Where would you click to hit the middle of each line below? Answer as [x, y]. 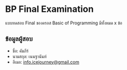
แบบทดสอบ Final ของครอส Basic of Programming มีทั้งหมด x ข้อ [64, 23]
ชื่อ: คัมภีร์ [20, 51]
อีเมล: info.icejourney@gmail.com [46, 62]
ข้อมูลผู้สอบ [19, 39]
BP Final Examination [49, 9]
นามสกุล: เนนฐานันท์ [29, 56]
